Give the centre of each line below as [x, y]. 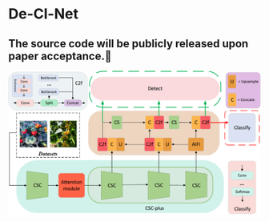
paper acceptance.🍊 [60, 56]
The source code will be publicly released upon [128, 44]
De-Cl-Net [43, 14]
